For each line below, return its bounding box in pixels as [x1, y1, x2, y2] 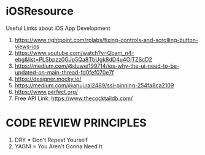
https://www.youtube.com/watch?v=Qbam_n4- [14, 49, 134, 56]
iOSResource [6, 4, 74, 18]
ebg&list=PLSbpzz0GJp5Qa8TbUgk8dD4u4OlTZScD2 [14, 56, 153, 63]
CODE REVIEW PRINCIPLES [6, 116, 147, 130]
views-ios [14, 43, 40, 50]
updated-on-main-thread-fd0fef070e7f [14, 68, 114, 76]
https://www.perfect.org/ [14, 88, 78, 95]
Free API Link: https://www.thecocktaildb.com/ [14, 95, 133, 102]
